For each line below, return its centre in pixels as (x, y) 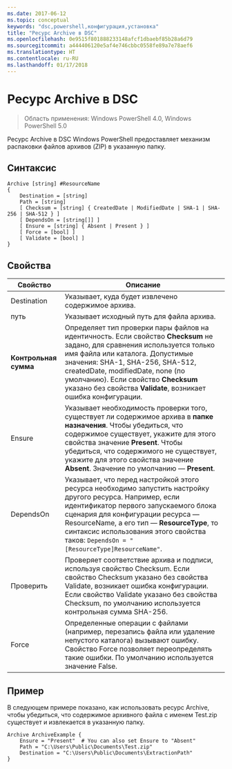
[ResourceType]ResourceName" (113, 549)
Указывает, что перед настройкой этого (132, 480)
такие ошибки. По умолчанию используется (139, 658)
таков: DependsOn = (95, 540)
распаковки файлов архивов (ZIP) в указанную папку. (87, 146)
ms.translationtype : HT (41, 53)
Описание (143, 285)
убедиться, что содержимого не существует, (141, 451)
